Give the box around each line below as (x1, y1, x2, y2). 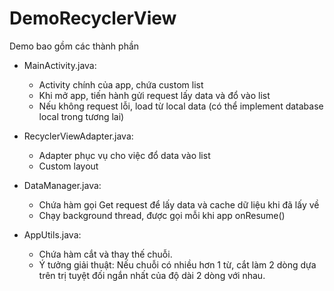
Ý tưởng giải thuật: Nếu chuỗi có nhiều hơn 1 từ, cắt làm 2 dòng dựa (38, 258, 317, 271)
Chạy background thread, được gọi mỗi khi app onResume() (38, 209, 286, 221)
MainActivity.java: (23, 59, 97, 71)
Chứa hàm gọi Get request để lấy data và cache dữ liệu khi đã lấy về (38, 198, 320, 211)
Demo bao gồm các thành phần (9, 40, 140, 52)
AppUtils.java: (23, 228, 82, 241)
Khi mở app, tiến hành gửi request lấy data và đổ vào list (38, 89, 271, 101)
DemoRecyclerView (9, 7, 177, 30)
